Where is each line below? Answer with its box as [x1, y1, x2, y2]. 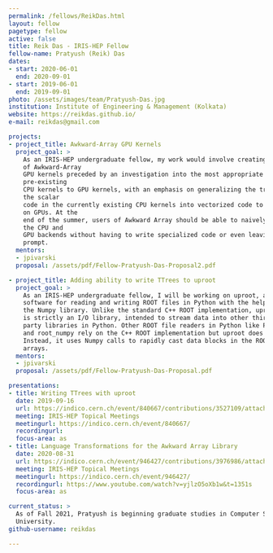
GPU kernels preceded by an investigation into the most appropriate [23, 170, 264, 179]
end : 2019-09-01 [15, 87, 71, 96]
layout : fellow [8, 20, 60, 28]
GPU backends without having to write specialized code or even [23, 231, 245, 239]
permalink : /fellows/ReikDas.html [8, 11, 126, 20]
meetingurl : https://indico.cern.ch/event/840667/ [15, 419, 191, 428]
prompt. [23, 239, 49, 247]
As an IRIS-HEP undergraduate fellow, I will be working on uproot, [23, 291, 260, 300]
